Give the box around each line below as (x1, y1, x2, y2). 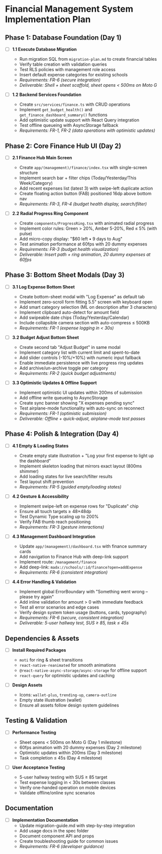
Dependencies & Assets (5, 634, 80, 642)
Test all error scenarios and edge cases (19, 604, 99, 610)
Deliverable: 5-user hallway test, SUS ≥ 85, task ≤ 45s (19, 620, 129, 626)
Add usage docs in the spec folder (19, 828, 89, 833)
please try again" (19, 594, 54, 600)
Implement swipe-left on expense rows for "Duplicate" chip (19, 503, 139, 509)
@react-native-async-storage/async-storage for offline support (19, 667, 147, 673)
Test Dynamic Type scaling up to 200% (19, 513, 99, 519)
